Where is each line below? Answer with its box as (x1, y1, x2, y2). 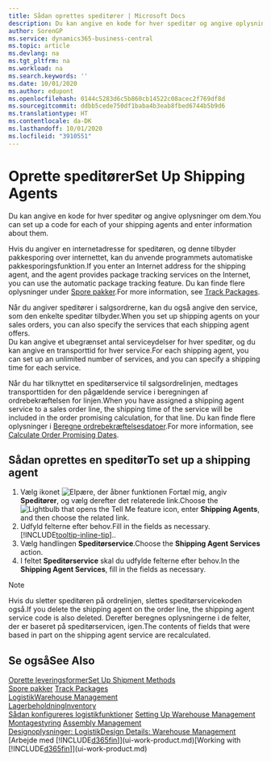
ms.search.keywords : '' (8, 72, 89, 80)
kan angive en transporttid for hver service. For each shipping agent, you (8, 345, 249, 355)
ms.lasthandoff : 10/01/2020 (8, 125, 103, 133)
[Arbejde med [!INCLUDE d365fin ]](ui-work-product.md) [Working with (8, 735, 241, 745)
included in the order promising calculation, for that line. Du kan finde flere (8, 412, 256, 422)
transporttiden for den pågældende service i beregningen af (8, 387, 208, 396)
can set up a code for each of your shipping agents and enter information (8, 219, 252, 229)
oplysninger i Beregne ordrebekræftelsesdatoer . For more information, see (8, 421, 254, 431)
